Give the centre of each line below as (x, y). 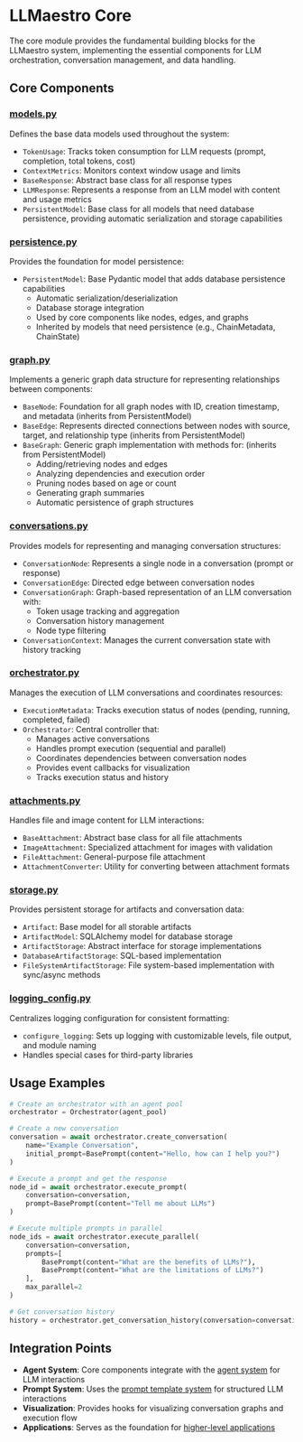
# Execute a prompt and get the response (88, 1178)
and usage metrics (57, 199)
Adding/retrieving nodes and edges (102, 464)
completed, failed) (56, 720)
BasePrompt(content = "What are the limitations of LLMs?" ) (153, 1270)
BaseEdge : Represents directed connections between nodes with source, (156, 426)
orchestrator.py (44, 673)
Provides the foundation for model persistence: (97, 261)
